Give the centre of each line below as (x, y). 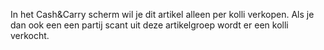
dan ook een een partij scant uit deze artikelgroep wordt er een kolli (149, 25)
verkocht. (30, 35)
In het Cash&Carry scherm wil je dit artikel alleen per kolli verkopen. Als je (162, 14)
